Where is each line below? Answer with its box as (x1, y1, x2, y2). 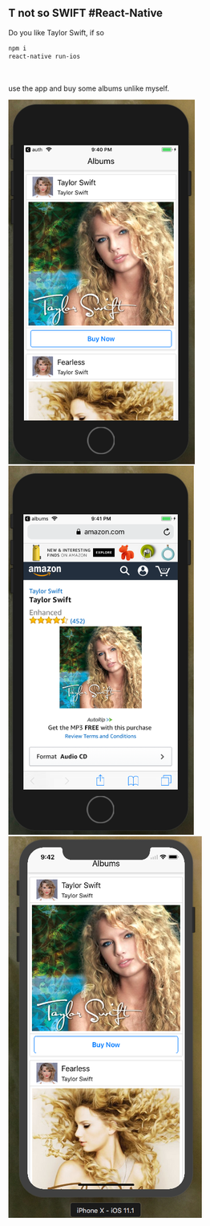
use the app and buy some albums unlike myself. (8, 84, 170, 93)
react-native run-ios (8, 52, 81, 60)
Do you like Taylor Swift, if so (8, 27, 104, 37)
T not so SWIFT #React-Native (8, 6, 163, 20)
